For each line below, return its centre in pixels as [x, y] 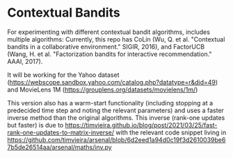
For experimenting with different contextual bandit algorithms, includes [109, 32]
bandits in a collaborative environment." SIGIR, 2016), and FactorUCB [106, 46]
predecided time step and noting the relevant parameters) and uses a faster [116, 110]
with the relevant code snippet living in [171, 132]
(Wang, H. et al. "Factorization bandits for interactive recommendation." [110, 54]
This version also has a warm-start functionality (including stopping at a [110, 103]
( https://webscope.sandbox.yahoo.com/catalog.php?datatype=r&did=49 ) [113, 82]
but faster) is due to [35, 125]
